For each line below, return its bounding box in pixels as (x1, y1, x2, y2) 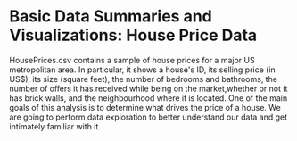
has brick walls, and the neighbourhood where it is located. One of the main (9, 92, 288, 104)
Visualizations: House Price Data (9, 25, 258, 46)
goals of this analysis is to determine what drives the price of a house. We (9, 102, 281, 112)
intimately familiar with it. (9, 120, 101, 131)
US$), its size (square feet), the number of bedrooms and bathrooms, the (9, 73, 278, 84)
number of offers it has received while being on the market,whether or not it (9, 83, 288, 94)
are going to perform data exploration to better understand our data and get (9, 112, 288, 122)
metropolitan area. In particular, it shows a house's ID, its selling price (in (9, 64, 276, 75)
